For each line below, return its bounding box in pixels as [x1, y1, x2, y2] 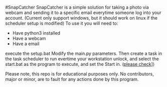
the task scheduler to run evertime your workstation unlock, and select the [5, 56, 159, 62]
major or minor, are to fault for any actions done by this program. [5, 76, 139, 82]
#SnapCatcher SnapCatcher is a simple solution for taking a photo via [5, 5, 149, 10]
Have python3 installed [12, 30, 61, 36]
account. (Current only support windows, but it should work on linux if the [5, 15, 158, 21]
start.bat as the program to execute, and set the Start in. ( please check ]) [5, 61, 154, 67]
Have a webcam [12, 35, 46, 41]
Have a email [12, 41, 40, 47]
